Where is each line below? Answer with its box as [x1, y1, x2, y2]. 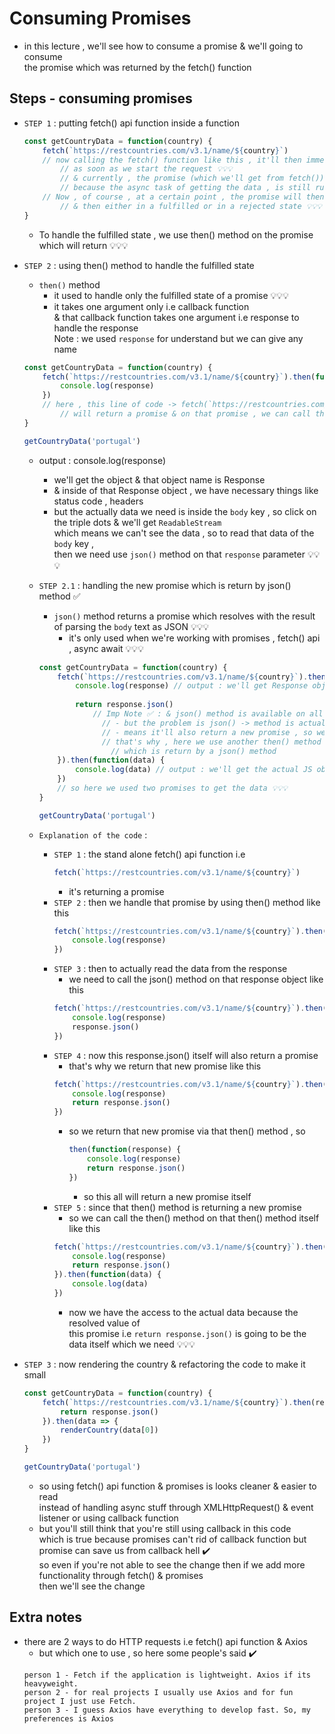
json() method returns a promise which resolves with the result [53, 610, 316, 622]
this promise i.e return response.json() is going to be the [68, 1327, 307, 1339]
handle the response [53, 322, 139, 334]
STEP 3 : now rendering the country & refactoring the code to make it [23, 1358, 306, 1370]
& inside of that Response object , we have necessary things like [53, 484, 319, 496]
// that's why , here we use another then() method [101, 737, 322, 747]
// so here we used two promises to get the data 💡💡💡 [57, 783, 288, 793]
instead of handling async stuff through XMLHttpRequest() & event [38, 1501, 314, 1513]
